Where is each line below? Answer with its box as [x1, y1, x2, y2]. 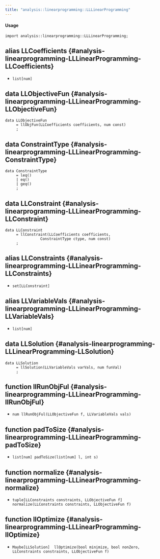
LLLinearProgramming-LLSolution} [5, 347, 114, 356]
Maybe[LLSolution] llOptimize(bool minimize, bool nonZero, [12, 545, 140, 550]
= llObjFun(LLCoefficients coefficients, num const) [16, 122, 126, 127]
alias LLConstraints [5, 254, 65, 262]
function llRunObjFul [5, 382, 69, 391]
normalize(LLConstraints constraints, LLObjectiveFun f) [12, 502, 132, 507]
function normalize [5, 468, 65, 477]
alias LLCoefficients [5, 47, 67, 55]
